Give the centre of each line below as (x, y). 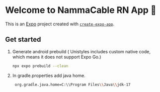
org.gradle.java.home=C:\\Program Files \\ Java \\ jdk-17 (73, 85)
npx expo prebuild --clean (40, 66)
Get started (23, 40)
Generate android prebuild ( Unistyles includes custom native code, (81, 51)
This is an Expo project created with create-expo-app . (60, 24)
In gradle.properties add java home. (49, 75)
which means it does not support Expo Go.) (57, 57)
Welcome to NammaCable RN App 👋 (81, 10)
